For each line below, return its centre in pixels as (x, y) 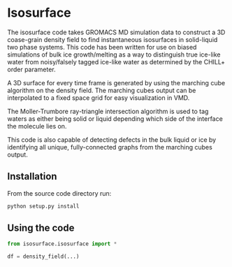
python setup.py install (43, 206)
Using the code (41, 228)
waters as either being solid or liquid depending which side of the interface (115, 118)
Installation (32, 176)
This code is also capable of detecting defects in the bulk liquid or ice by (112, 139)
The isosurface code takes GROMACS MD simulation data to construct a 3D (116, 32)
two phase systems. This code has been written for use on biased (102, 47)
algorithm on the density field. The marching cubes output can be (102, 90)
